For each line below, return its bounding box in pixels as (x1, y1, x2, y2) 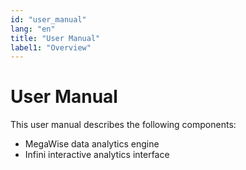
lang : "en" (10, 24, 56, 34)
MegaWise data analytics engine (24, 138, 160, 150)
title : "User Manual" (10, 33, 101, 43)
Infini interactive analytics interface (24, 149, 170, 161)
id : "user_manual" (10, 14, 87, 25)
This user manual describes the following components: (10, 119, 237, 131)
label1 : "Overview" (10, 42, 92, 53)
